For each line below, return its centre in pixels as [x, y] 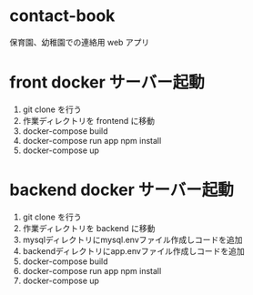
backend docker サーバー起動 [122, 190]
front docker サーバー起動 [107, 82]
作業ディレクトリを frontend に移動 [89, 120]
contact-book [62, 16]
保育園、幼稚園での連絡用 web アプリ [80, 42]
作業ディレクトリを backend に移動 [89, 228]
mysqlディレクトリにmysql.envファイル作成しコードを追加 [132, 239]
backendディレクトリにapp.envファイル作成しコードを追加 [133, 250]
